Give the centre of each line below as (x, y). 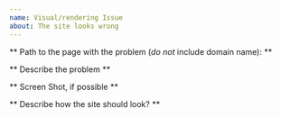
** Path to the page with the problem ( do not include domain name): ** (141, 51)
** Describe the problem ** (60, 69)
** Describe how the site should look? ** (85, 103)
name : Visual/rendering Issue (66, 18)
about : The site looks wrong (64, 26)
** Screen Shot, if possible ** (64, 86)
